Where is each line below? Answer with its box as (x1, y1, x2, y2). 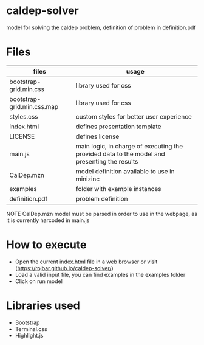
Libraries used (6, 299, 80, 312)
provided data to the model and (75, 150, 165, 158)
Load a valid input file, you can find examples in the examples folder (15, 271, 186, 278)
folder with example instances (75, 184, 161, 193)
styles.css (9, 112, 38, 120)
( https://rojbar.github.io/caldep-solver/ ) (15, 264, 114, 271)
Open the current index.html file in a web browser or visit (15, 258, 158, 265)
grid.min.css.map (9, 102, 59, 111)
